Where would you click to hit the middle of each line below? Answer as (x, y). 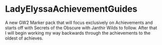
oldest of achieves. (24, 38)
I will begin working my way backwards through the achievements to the (78, 33)
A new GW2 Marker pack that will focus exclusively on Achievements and (79, 22)
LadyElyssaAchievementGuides (71, 9)
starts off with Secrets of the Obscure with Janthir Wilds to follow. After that (81, 27)
